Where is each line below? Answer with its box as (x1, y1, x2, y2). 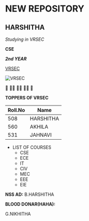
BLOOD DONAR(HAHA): (5, 201, 56, 207)
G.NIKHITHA (5, 211, 31, 216)
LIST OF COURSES (12, 144, 51, 150)
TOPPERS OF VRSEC (5, 95, 49, 100)
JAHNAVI (29, 132, 52, 138)
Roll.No (7, 106, 25, 114)
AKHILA (29, 124, 48, 130)
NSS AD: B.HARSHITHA (5, 191, 54, 197)
